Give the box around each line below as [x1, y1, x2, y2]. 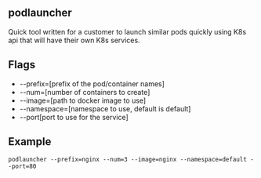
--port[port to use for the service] [19, 112, 129, 122]
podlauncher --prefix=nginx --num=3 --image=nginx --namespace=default [8, 156, 247, 164]
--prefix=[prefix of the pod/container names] [19, 78, 165, 89]
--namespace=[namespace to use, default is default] [19, 104, 191, 113]
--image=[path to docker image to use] [19, 96, 147, 105]
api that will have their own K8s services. [8, 35, 140, 45]
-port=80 [8, 162, 37, 171]
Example [8, 135, 52, 148]
